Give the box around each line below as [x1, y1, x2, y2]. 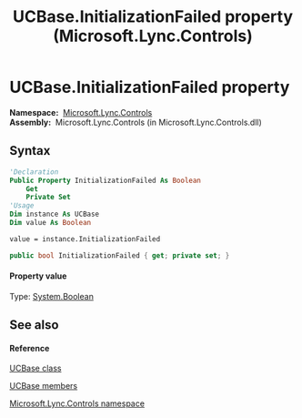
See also [9, 317, 59, 333]
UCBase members [9, 381, 78, 392]
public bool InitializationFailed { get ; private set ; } [9, 250, 230, 260]
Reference [9, 342, 50, 353]
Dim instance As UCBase [9, 209, 100, 219]
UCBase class [9, 362, 62, 374]
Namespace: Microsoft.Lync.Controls [9, 107, 153, 117]
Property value [9, 270, 67, 281]
